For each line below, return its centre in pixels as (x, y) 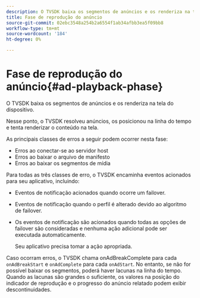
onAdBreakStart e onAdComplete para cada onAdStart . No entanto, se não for (99, 264)
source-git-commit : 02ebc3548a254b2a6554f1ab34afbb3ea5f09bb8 (85, 23)
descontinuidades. (29, 289)
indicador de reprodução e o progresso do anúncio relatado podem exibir (96, 283)
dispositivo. (20, 109)
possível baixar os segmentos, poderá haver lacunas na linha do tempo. (94, 270)
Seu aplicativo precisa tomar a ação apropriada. (74, 246)
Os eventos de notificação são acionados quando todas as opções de (100, 222)
